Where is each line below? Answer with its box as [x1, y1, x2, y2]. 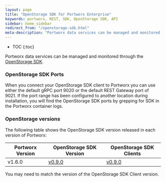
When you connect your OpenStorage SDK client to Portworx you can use [5, 82, 156, 88]
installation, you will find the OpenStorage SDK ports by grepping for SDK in [5, 98, 160, 104]
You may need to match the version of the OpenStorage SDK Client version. [5, 171, 159, 177]
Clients [124, 150, 141, 157]
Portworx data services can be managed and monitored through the [5, 53, 144, 59]
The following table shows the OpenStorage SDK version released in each [5, 127, 156, 133]
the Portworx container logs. [5, 103, 63, 109]
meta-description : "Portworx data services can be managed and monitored [5, 30, 161, 35]
